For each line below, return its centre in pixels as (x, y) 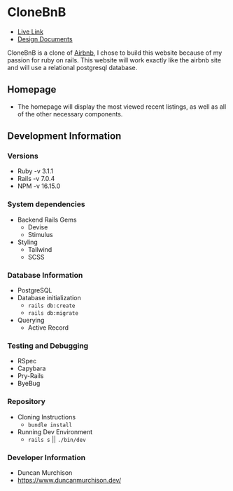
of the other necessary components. (70, 114)
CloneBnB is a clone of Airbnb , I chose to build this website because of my (115, 53)
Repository (26, 402)
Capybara (31, 368)
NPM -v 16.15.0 (39, 186)
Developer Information (47, 457)
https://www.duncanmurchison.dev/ (69, 480)
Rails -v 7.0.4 (36, 179)
